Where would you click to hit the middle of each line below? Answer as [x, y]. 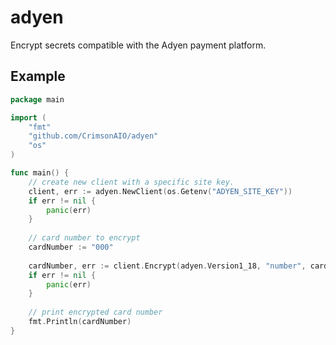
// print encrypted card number [95, 312]
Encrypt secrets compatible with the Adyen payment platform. [138, 45]
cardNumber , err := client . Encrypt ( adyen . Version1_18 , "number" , [167, 266]
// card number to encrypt [84, 238]
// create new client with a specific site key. [131, 182]
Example [38, 76]
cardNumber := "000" [71, 247]
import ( [28, 117]
